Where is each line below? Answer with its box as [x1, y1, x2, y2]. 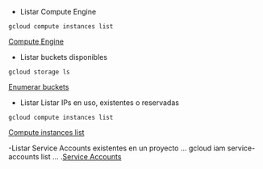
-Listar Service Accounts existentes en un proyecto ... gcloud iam [8, 143, 226, 153]
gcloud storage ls [8, 68, 70, 76]
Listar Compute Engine [19, 7, 97, 16]
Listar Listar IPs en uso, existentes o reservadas [19, 98, 180, 108]
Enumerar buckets [8, 82, 69, 91]
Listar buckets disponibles [19, 53, 107, 61]
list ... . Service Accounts [40, 152, 122, 161]
